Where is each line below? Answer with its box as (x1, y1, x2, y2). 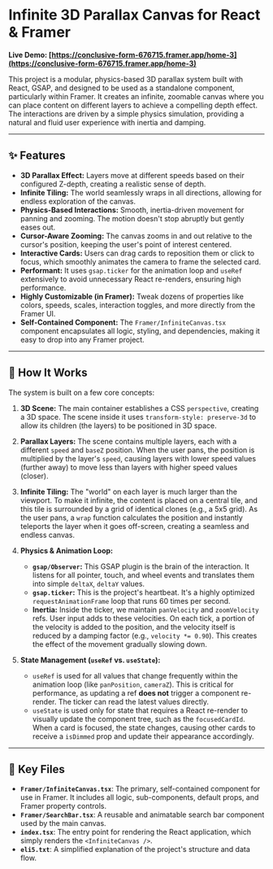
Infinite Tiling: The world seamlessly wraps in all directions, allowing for (19, 187, 262, 197)
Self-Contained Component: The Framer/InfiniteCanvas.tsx (19, 317, 226, 327)
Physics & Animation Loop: (19, 545, 114, 555)
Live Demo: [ (8, 50, 52, 59)
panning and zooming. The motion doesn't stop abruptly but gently (19, 213, 245, 223)
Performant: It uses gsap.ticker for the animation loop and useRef (19, 265, 243, 275)
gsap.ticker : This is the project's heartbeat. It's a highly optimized (32, 587, 255, 597)
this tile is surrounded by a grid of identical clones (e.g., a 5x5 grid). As (19, 504, 258, 513)
